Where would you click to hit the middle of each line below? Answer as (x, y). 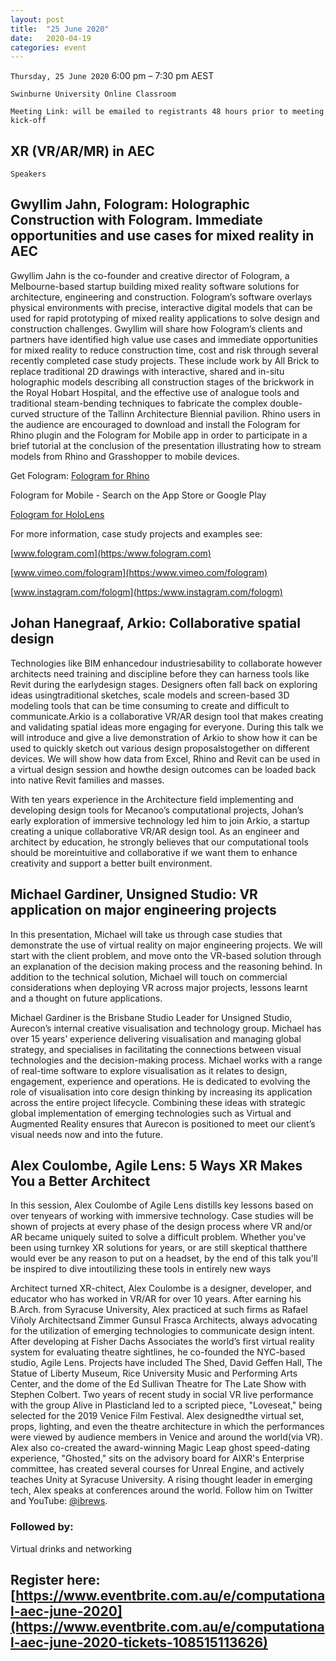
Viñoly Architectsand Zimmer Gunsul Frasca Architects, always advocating (164, 1320)
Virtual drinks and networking (71, 1548)
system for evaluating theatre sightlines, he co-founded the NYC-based (158, 1352)
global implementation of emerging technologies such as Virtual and (151, 1113)
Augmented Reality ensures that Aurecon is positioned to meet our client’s (163, 1123)
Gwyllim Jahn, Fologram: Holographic (130, 204)
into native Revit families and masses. (87, 780)
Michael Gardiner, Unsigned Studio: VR (134, 894)
